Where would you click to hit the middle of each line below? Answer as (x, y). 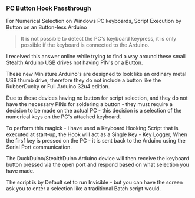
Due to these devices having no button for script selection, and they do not (97, 98)
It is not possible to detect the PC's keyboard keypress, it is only (98, 39)
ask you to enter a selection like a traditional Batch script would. (83, 189)
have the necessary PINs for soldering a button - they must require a (89, 104)
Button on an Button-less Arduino (47, 27)
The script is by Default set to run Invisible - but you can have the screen (95, 182)
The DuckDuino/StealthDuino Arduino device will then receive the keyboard (98, 159)
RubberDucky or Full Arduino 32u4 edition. (58, 87)
